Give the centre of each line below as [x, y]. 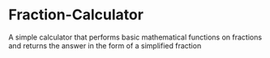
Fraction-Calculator [76, 15]
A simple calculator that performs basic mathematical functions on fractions [135, 37]
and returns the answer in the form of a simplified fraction [105, 45]
